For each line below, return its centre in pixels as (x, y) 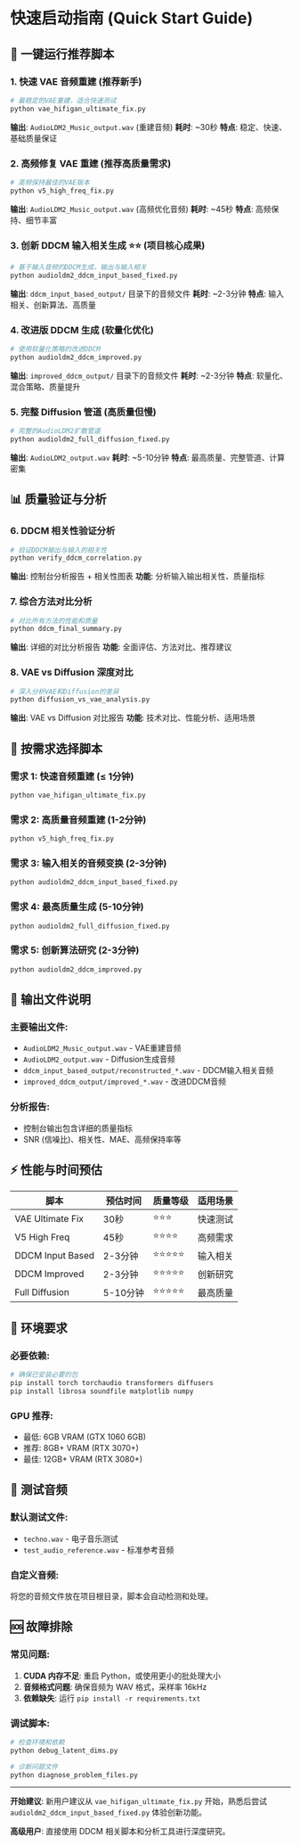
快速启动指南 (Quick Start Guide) (132, 18)
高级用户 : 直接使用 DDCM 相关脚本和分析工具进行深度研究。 (120, 1832)
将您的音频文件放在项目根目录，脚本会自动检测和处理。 (111, 1595)
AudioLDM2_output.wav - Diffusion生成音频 (99, 1059)
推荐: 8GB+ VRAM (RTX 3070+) (81, 1448)
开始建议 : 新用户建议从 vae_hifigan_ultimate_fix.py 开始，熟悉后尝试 (139, 1801)
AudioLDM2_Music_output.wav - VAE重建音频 (102, 1048)
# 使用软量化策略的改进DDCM (55, 349)
